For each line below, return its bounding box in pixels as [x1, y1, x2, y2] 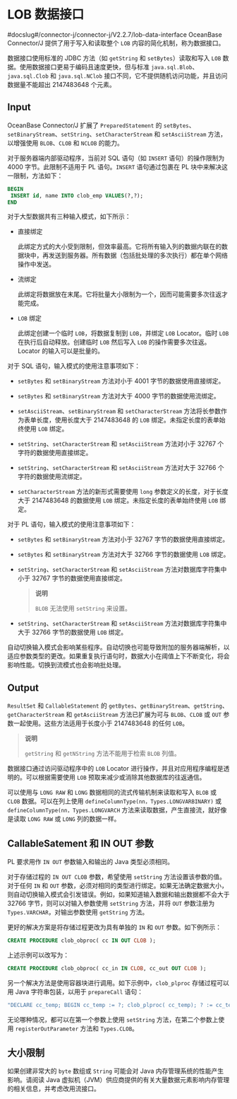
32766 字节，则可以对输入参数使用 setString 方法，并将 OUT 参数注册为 [7, 899, 215, 907]
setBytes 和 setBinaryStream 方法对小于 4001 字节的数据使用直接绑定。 [17, 376, 225, 386]
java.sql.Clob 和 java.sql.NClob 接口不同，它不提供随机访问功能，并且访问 [7, 71, 228, 80]
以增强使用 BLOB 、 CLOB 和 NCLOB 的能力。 [7, 139, 123, 147]
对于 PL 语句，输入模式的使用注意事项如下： [7, 520, 136, 529]
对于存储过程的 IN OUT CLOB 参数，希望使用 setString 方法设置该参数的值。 [7, 873, 226, 881]
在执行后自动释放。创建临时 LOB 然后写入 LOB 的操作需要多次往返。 [17, 338, 211, 347]
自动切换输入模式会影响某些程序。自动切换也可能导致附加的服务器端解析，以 [7, 643, 230, 652]
